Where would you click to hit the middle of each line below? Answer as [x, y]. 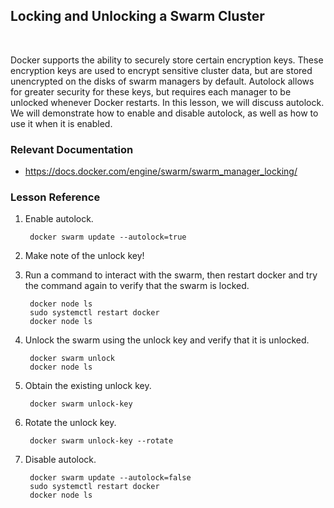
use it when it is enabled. [61, 123]
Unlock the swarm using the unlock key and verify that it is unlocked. [167, 340]
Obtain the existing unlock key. [88, 386]
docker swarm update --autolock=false [110, 478]
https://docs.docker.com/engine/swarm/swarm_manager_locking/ [161, 171]
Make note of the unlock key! [84, 256]
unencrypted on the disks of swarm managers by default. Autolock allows [162, 81]
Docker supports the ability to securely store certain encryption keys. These [167, 60]
